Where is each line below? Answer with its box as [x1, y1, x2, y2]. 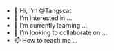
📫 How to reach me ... [13, 37, 78, 44]
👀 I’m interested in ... [13, 14, 73, 22]
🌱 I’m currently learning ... [13, 21, 88, 29]
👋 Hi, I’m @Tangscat [13, 7, 72, 14]
